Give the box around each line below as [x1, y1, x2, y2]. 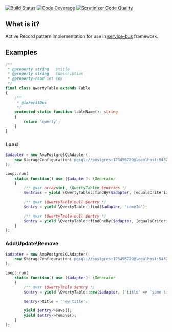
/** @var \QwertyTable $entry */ [24, 285, 95, 290]
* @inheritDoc [16, 100, 47, 105]
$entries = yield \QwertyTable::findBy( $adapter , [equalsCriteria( [24, 190, 170, 196]
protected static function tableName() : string [14, 109, 118, 115]
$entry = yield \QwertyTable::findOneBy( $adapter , [24, 218, 134, 223]
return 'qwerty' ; [24, 119, 60, 124]
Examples [5, 48, 37, 57]
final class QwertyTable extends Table [5, 86, 91, 91]
